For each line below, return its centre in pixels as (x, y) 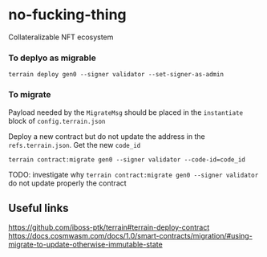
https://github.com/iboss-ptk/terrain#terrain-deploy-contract (109, 227)
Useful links (39, 208)
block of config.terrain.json (57, 120)
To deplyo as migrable (52, 58)
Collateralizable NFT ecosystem (61, 37)
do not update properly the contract (67, 183)
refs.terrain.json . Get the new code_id (75, 145)
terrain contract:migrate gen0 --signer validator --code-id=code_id (127, 159)
